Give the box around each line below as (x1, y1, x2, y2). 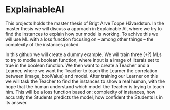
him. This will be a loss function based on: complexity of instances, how (5, 89, 156, 95)
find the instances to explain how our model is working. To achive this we (5, 31, 158, 37)
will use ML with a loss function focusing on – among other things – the (5, 36, 154, 42)
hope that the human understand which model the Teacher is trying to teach (5, 83, 164, 89)
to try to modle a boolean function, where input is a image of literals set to (5, 57, 160, 63)
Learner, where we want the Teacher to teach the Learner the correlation (5, 67, 158, 74)
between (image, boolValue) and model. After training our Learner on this (5, 73, 158, 79)
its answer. (5, 99, 28, 105)
